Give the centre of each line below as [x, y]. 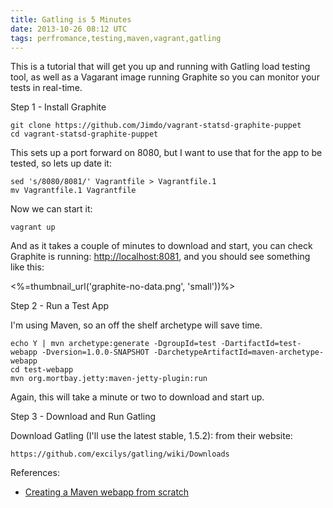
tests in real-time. [46, 88]
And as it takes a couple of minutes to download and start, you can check [161, 246]
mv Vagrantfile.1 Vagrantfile [73, 191]
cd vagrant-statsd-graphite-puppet [84, 134]
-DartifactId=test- [261, 344]
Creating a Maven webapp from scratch [107, 492]
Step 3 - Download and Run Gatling [83, 417]
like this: [27, 267]
